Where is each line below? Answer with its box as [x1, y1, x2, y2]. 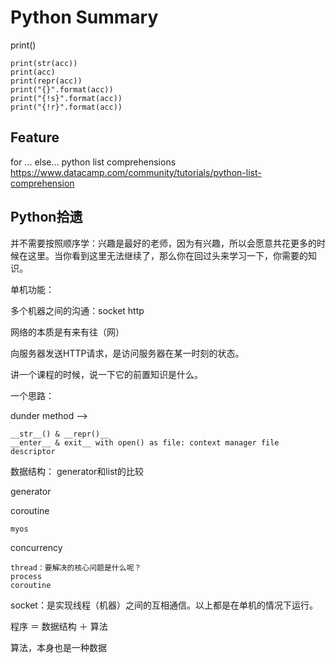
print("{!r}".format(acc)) [10, 102, 123, 112]
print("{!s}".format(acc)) [10, 93, 123, 103]
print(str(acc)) [10, 58, 78, 68]
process [10, 571, 43, 581]
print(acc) [10, 67, 56, 77]
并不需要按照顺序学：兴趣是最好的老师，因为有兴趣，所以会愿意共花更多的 [10, 237, 317, 249]
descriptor [10, 446, 56, 456]
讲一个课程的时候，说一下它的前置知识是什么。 [10, 368, 203, 380]
